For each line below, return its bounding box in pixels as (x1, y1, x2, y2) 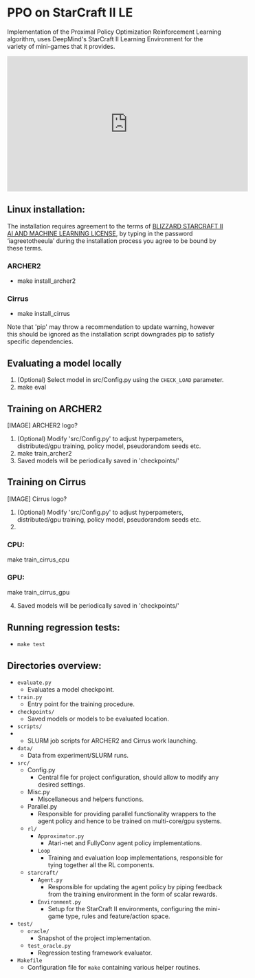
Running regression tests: (7, 621, 120, 633)
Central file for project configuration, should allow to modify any (37, 773, 219, 781)
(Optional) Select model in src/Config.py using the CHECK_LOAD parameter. (16, 376, 224, 384)
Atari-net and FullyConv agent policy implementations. (47, 839, 202, 847)
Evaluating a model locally (7, 357, 122, 369)
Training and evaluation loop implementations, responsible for (47, 853, 223, 862)
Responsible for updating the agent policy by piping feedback (47, 883, 223, 891)
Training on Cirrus (7, 476, 87, 488)
